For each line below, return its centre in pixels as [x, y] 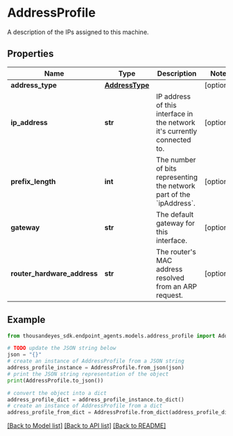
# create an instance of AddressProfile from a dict [85, 406]
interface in [174, 114]
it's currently [176, 131]
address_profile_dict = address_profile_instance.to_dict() [96, 400]
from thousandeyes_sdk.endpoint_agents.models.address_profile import [111, 336]
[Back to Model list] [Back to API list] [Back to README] [87, 426]
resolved [170, 278]
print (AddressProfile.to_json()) [55, 380]
